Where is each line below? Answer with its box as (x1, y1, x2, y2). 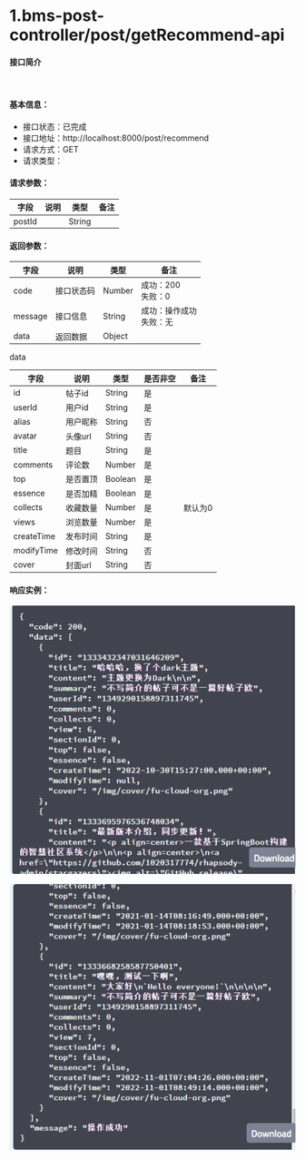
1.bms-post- (9, 5, 104, 26)
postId (13, 215, 38, 227)
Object (103, 330, 129, 341)
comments (13, 459, 54, 470)
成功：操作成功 (140, 305, 197, 316)
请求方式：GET (22, 143, 79, 154)
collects (13, 502, 44, 513)
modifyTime (13, 545, 59, 555)
